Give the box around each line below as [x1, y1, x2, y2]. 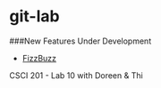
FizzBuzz [21, 52, 56, 63]
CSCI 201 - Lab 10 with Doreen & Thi [9, 69, 143, 81]
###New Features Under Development [9, 36, 152, 46]
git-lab [9, 6, 60, 27]
